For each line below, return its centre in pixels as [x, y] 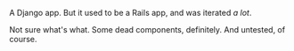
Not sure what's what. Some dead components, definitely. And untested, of [147, 29]
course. [23, 39]
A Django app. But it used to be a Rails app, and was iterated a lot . [131, 13]
